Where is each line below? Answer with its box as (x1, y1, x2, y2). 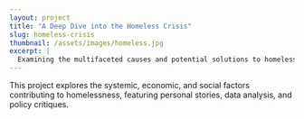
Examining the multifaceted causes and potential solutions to (17, 55, 261, 64)
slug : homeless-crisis (9, 30, 95, 39)
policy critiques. (9, 99, 70, 109)
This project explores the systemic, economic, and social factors (9, 80, 251, 90)
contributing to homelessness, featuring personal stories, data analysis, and (9, 89, 292, 100)
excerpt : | (9, 47, 51, 56)
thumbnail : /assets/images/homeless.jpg (9, 38, 165, 48)
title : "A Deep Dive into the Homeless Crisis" (9, 22, 193, 31)
